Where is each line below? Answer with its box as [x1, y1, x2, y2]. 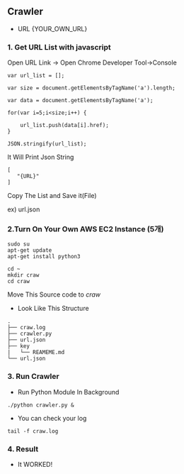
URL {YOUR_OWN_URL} [17, 24, 88, 33]
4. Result [7, 443, 39, 453]
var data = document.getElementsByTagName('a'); [7, 97, 154, 104]
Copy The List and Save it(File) [7, 192, 97, 200]
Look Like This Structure [17, 304, 90, 313]
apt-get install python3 [7, 253, 81, 260]
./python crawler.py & [7, 401, 74, 409]
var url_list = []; [7, 72, 65, 79]
